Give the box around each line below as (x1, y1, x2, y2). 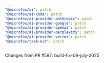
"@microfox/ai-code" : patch (5, 12, 62, 17)
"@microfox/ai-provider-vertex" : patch (5, 35, 86, 40)
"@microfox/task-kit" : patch (5, 39, 64, 44)
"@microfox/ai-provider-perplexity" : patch (5, 30, 95, 35)
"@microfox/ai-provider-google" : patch (5, 21, 86, 26)
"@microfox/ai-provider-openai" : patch (5, 25, 86, 30)
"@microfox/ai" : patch (5, 7, 51, 12)
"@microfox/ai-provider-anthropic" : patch (5, 16, 93, 21)
